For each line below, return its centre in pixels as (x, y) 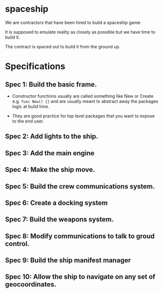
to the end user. (28, 121)
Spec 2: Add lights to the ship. (52, 136)
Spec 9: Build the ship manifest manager (68, 261)
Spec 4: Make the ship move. (50, 170)
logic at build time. (31, 106)
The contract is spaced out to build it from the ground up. (63, 46)
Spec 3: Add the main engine (50, 153)
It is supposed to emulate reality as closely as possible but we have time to (80, 32)
